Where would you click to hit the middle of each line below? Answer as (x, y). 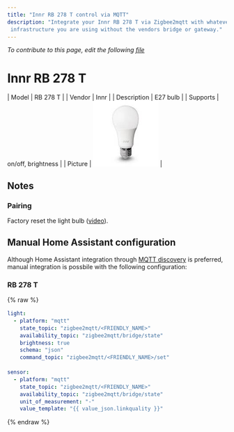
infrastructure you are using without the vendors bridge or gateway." (116, 29)
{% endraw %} (29, 422)
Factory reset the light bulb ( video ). (58, 221)
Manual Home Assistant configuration (92, 242)
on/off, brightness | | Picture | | (85, 164)
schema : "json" (42, 350)
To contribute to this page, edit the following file (76, 50)
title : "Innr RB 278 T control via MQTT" (68, 15)
